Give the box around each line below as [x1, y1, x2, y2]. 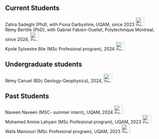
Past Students [5, 92, 49, 100]
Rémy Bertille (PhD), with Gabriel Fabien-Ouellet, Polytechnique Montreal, [5, 27, 155, 33]
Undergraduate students [5, 60, 83, 69]
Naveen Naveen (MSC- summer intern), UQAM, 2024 [5, 109, 113, 115]
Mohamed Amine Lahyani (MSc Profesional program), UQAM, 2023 [5, 119, 142, 125]
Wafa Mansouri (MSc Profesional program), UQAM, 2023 [5, 129, 121, 135]
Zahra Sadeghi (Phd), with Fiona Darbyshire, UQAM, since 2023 [5, 21, 134, 27]
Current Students [5, 4, 60, 12]
